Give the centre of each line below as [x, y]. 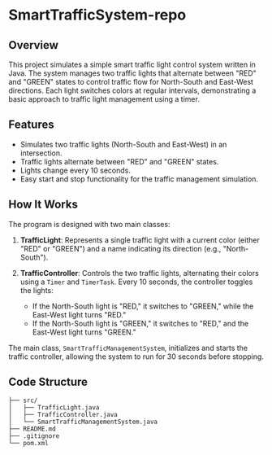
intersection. [41, 153]
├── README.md [32, 429]
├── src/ [23, 400]
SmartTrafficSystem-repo [97, 15]
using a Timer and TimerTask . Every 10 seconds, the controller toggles [136, 282]
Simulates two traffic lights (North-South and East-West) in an [123, 144]
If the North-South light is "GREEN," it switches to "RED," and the [140, 323]
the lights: [37, 290]
